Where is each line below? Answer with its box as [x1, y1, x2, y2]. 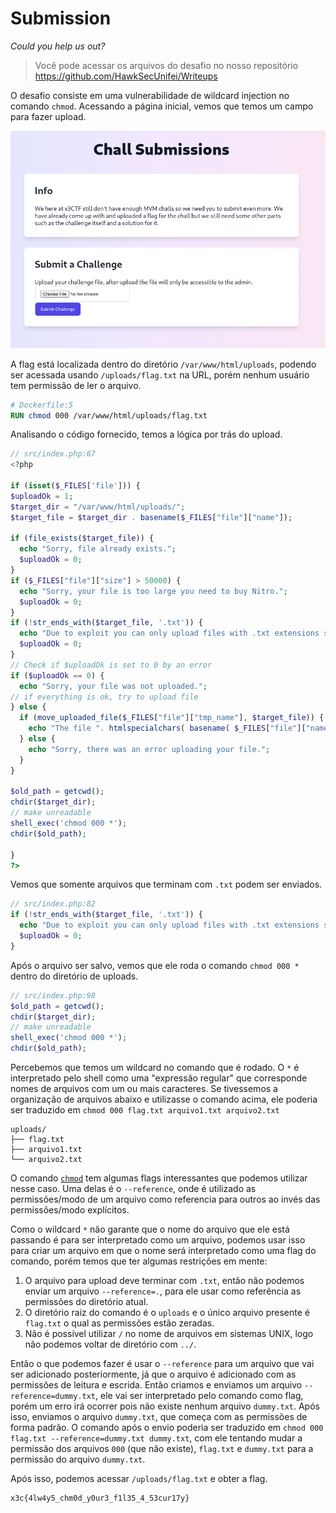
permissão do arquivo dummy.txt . [10, 1453, 146, 1466]
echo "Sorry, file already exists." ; [19, 544, 177, 554]
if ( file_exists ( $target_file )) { [10, 533, 155, 544]
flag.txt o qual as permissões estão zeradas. [24, 1317, 215, 1329]
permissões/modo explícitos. [10, 1204, 130, 1216]
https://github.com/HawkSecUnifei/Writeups [34, 70, 218, 82]
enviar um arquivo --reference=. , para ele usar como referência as [24, 1285, 302, 1297]
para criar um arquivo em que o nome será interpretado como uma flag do [10, 1245, 317, 1257]
